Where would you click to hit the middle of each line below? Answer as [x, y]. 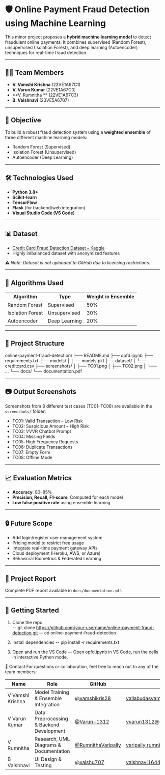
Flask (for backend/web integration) [49, 208]
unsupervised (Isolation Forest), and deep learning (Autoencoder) [71, 47]
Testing [43, 765]
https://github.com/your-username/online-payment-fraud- [95, 628]
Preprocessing [52, 718]
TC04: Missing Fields [34, 436]
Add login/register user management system [57, 538]
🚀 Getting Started [32, 611]
